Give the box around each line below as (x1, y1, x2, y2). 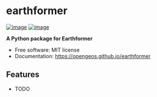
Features (6, 69, 40, 80)
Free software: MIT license (14, 46, 80, 53)
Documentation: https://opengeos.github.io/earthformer (14, 52, 151, 59)
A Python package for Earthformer (6, 35, 93, 42)
